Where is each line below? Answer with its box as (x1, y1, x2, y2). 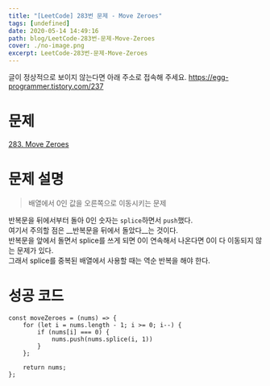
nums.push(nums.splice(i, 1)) (51, 335, 153, 343)
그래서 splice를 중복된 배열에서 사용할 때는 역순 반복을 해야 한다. (8, 255, 211, 265)
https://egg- (188, 73, 229, 81)
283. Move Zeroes (8, 139, 69, 149)
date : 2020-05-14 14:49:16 (8, 27, 99, 35)
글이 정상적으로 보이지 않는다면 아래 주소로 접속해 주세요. (8, 73, 187, 81)
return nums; (23, 363, 67, 371)
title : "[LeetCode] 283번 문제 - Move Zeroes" (8, 11, 163, 20)
